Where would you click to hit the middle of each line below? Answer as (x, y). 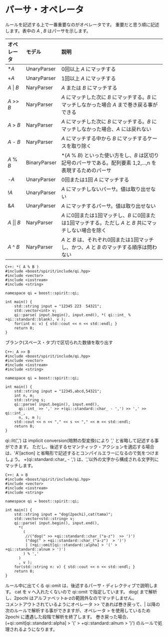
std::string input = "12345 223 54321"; (58, 306)
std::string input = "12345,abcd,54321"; (58, 391)
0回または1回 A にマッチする (95, 179)
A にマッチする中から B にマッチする (104, 138)
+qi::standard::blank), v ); (35, 319)
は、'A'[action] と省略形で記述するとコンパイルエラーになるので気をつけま (82, 453)
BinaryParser (41, 162)
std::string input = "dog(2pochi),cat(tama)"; (63, 514)
